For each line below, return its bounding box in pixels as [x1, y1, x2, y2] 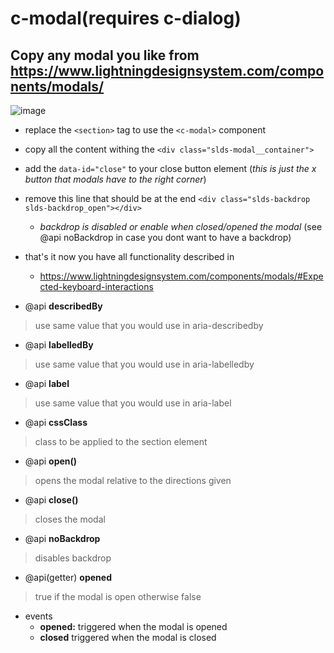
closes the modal [34, 513, 106, 525]
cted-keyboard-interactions [39, 281, 154, 292]
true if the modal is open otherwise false [34, 591, 202, 602]
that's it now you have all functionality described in [24, 251, 235, 262]
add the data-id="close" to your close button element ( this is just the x [24, 163, 317, 174]
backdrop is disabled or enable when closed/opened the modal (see [39, 221, 323, 232]
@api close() [24, 494, 79, 506]
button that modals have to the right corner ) [24, 173, 207, 185]
